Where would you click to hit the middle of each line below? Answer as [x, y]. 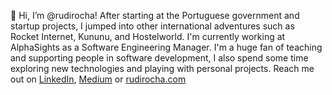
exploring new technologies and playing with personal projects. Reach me [162, 68]
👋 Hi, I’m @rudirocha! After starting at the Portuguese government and [155, 15]
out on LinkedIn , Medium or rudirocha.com [98, 79]
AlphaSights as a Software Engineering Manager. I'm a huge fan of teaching [166, 47]
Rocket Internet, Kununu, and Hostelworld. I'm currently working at [148, 36]
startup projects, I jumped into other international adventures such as [152, 26]
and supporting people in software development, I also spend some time [159, 58]
